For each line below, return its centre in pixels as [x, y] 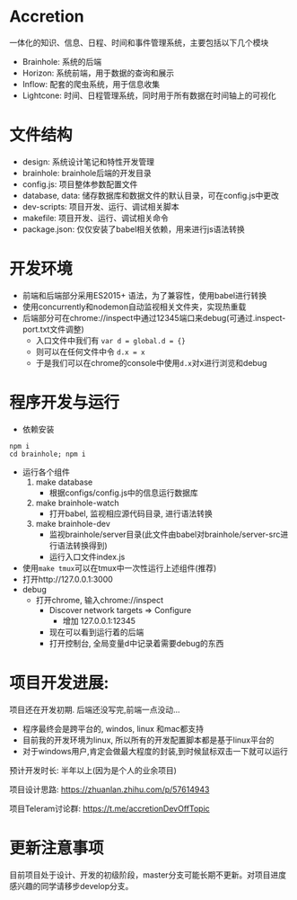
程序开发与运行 [65, 403]
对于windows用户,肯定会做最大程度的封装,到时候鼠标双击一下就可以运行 [155, 751]
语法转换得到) [82, 545]
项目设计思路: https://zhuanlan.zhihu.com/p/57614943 [109, 789]
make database [64, 482]
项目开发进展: [59, 683]
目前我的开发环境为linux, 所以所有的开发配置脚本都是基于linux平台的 [148, 740]
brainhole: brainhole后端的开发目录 [87, 173]
